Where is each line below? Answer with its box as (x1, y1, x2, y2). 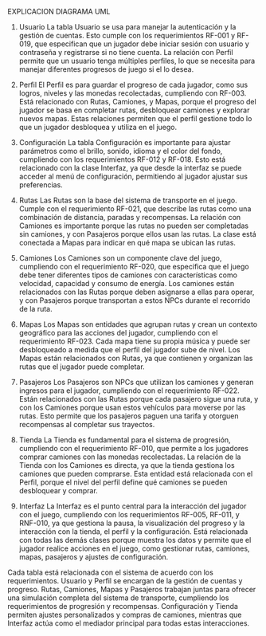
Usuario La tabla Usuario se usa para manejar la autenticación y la (18, 22, 237, 31)
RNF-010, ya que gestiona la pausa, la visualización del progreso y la (18, 518, 245, 528)
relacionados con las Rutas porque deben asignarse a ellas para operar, (18, 287, 255, 296)
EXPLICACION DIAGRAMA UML (7, 7, 111, 16)
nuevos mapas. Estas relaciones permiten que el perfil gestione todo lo (18, 114, 252, 123)
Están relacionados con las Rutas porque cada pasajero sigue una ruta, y (18, 395, 259, 403)
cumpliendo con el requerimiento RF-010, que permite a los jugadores (18, 444, 248, 453)
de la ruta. (18, 304, 53, 313)
